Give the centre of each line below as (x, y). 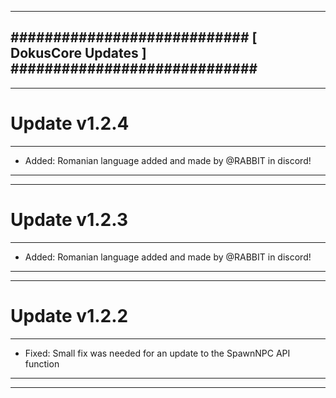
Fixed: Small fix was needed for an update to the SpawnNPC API (157, 353)
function (42, 363)
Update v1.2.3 (69, 219)
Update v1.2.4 (70, 123)
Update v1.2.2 (69, 315)
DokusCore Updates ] (78, 53)
